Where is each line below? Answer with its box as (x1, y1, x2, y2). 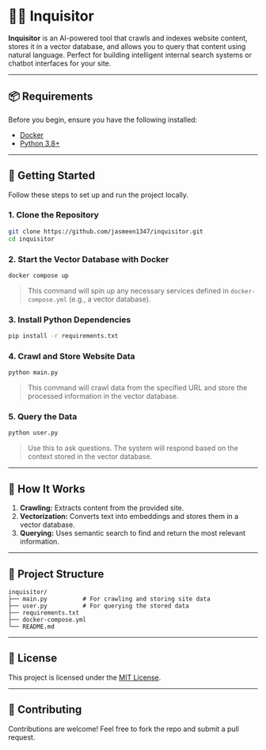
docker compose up (8, 271, 69, 279)
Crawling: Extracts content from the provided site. (19, 503, 184, 513)
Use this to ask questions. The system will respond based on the (27, 443, 239, 453)
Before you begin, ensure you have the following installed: (8, 115, 198, 124)
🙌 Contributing (8, 703, 82, 717)
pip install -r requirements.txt (8, 332, 119, 340)
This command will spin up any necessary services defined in (27, 286, 230, 295)
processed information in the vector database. (27, 392, 179, 401)
